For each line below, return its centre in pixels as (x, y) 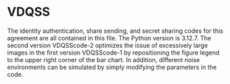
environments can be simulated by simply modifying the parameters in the (112, 67)
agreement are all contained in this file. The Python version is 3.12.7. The (109, 38)
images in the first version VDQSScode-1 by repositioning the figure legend (113, 53)
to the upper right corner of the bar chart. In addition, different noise (104, 59)
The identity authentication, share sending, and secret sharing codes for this (115, 31)
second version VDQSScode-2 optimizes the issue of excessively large (107, 45)
